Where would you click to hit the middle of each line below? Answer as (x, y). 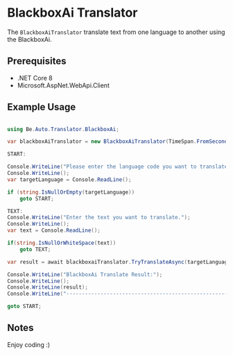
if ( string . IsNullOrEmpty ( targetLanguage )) (71, 192)
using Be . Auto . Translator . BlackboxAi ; (63, 129)
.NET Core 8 (35, 78)
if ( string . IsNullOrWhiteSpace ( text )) (62, 243)
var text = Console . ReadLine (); (54, 230)
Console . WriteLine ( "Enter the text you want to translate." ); (99, 218)
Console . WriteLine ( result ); (48, 287)
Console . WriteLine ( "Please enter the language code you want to (102, 167)
